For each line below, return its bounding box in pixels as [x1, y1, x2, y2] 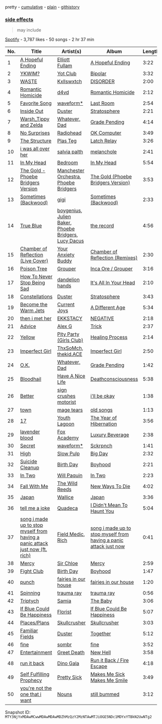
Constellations [20, 293, 53, 300]
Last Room [90, 100, 115, 107]
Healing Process [90, 334, 128, 341]
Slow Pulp [57, 450, 80, 457]
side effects [5, 16, 34, 23]
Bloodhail [20, 376, 41, 383]
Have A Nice [57, 373, 85, 380]
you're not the [20, 685, 52, 692]
